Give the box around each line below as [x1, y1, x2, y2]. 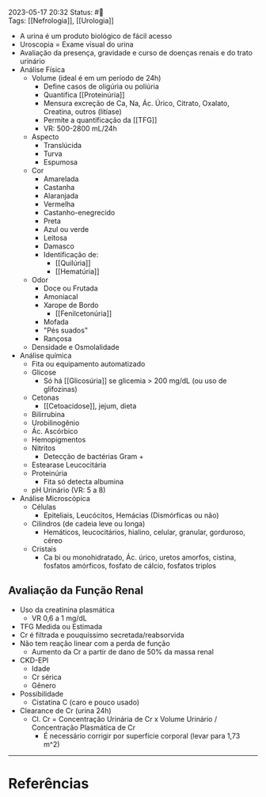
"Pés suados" [43, 325, 89, 335]
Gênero [31, 681, 57, 690]
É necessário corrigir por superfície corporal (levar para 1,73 [43, 731, 241, 740]
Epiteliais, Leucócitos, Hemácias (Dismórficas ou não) [43, 510, 219, 520]
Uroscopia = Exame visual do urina [19, 40, 134, 49]
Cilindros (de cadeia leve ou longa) [31, 519, 146, 528]
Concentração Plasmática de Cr [31, 723, 136, 732]
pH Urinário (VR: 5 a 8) [31, 485, 106, 495]
